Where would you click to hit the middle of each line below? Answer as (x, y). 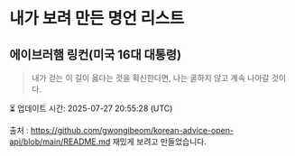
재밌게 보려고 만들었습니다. (160, 142)
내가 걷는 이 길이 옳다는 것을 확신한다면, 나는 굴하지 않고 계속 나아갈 (150, 78)
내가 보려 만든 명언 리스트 (97, 18)
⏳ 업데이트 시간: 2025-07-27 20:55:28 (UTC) (91, 108)
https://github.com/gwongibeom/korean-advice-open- (132, 130)
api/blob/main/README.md (60, 142)
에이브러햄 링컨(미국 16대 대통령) (96, 55)
